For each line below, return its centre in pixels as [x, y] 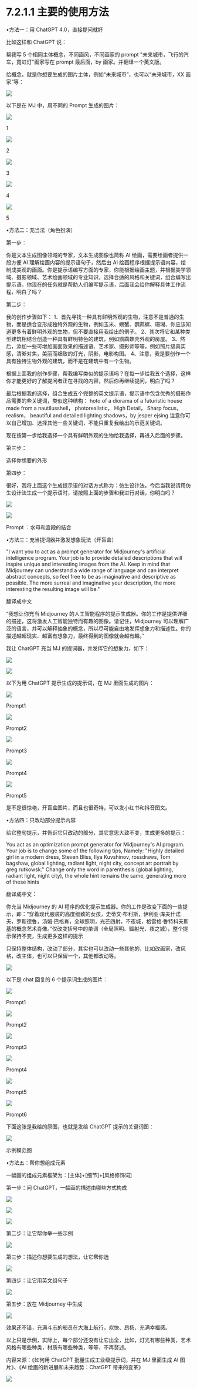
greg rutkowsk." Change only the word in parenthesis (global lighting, [90, 869]
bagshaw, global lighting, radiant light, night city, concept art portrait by [92, 863]
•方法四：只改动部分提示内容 [41, 820]
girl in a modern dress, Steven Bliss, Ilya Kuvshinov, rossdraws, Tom [88, 856]
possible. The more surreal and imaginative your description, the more [91, 583]
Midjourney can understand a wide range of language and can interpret [92, 570]
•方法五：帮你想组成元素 [36, 1163]
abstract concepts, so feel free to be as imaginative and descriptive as [91, 576]
